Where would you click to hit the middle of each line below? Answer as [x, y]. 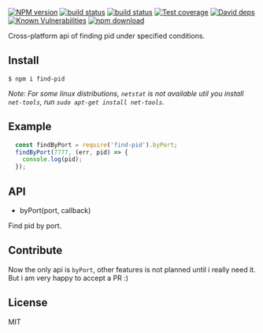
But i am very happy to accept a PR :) [68, 278]
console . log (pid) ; [52, 159]
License [28, 303]
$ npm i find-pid [37, 79]
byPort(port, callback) [55, 210]
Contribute [35, 251]
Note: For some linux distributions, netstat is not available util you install [126, 93]
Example [30, 127]
